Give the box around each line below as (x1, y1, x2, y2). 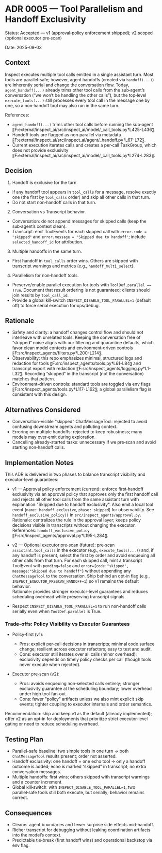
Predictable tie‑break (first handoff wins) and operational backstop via (12, 837, 153, 843)
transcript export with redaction (12, 366, 76, 371)
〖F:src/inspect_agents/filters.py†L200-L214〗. (12, 350, 103, 356)
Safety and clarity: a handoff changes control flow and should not (12, 330, 144, 335)
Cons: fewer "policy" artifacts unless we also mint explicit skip (19, 696, 144, 702)
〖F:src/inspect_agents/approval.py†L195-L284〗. (12, 533, 108, 538)
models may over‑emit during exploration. (12, 434, 96, 440)
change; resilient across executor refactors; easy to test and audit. (19, 646, 152, 652)
